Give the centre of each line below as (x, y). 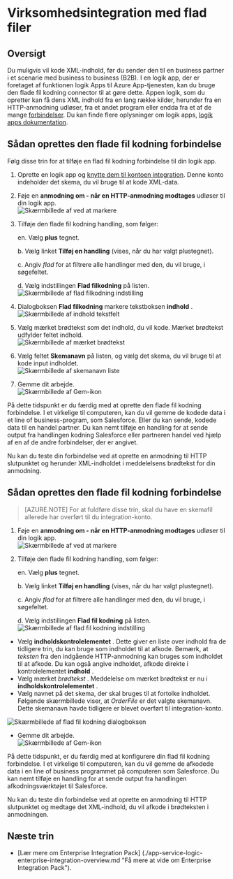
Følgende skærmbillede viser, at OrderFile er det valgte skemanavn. (114, 701)
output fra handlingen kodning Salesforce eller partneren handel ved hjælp (114, 435)
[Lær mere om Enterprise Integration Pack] (79, 853)
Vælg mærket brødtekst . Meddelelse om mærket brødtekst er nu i (112, 678)
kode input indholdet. (48, 363)
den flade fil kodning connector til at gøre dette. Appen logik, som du (106, 93)
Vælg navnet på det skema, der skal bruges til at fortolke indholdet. (114, 693)
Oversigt (27, 53)
